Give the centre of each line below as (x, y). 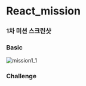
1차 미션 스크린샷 (29, 31)
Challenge (21, 76)
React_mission (43, 11)
